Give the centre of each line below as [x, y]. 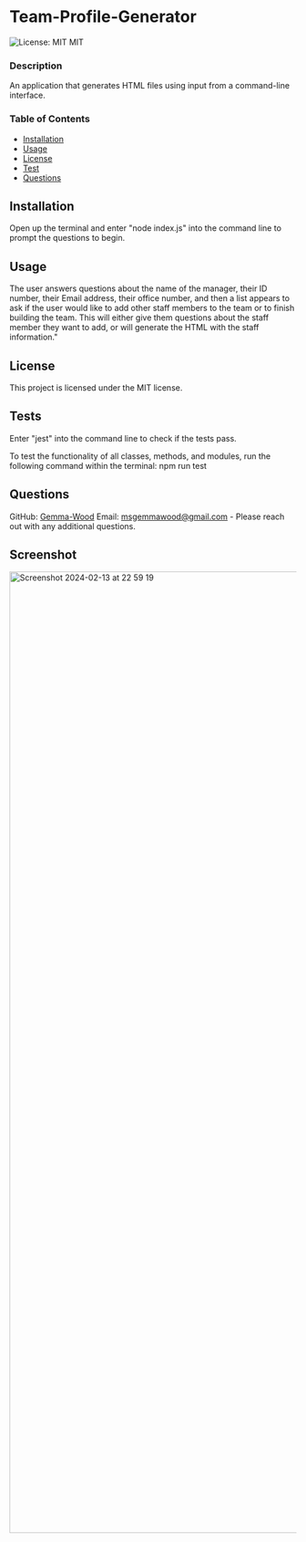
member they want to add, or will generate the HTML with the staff [134, 328]
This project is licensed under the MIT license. [96, 387]
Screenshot [43, 554]
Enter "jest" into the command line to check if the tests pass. [123, 438]
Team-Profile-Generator [103, 17]
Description [36, 66]
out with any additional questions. [73, 526]
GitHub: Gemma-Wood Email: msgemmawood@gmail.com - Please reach [147, 516]
